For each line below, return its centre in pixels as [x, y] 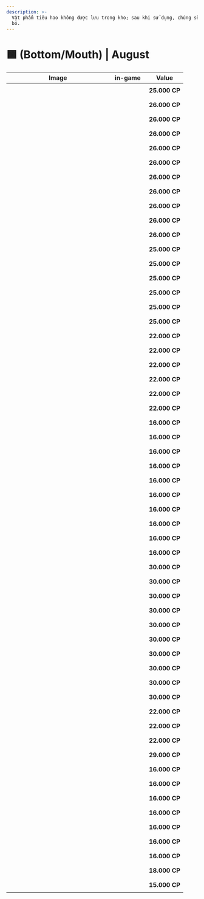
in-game [127, 78]
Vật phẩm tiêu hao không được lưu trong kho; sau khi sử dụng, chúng [101, 18]
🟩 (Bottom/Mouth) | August [78, 54]
